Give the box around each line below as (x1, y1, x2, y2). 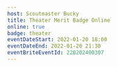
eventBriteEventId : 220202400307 (7, 50, 104, 57)
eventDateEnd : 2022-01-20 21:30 (7, 43, 101, 50)
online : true (7, 23, 45, 30)
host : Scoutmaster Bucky (7, 10, 79, 17)
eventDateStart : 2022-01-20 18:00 (7, 36, 108, 43)
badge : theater (7, 29, 52, 37)
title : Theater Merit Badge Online (7, 17, 111, 24)
